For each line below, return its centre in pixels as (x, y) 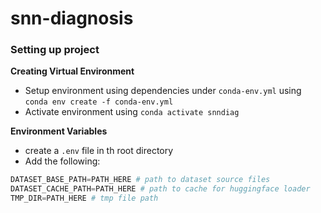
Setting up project (55, 50)
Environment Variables (59, 131)
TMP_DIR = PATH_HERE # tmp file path (84, 198)
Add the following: (62, 161)
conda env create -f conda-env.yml (99, 102)
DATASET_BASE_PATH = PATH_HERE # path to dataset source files (140, 180)
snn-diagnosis (72, 18)
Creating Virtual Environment (72, 71)
